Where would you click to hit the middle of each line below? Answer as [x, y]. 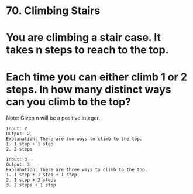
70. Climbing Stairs [53, 11]
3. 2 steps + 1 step [31, 185]
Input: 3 [17, 159]
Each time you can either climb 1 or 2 [96, 77]
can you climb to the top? [69, 102]
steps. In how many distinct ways [89, 89]
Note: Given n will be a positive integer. [53, 118]
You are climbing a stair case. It [83, 38]
